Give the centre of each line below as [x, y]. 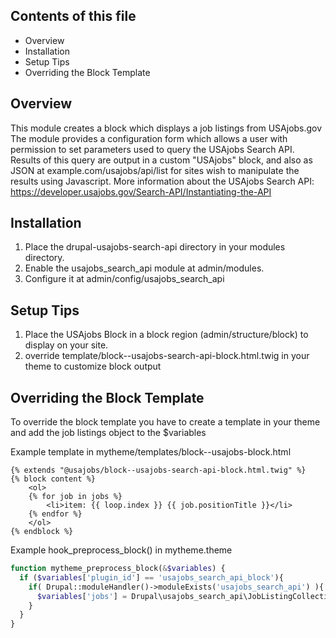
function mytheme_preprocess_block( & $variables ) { [118, 569]
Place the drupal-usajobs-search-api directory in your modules [155, 247]
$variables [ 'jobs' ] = [82, 596]
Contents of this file [73, 16]
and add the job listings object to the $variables [108, 433]
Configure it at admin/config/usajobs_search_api [124, 279]
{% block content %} [53, 479]
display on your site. [66, 345]
